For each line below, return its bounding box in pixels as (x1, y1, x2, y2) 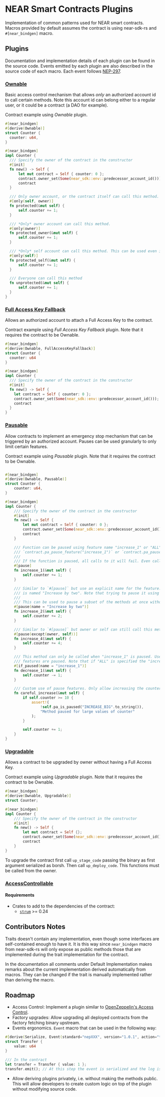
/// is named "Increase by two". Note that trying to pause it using (14, 591, 160, 596)
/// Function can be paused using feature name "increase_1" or (14, 545, 148, 550)
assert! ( (31, 700, 50, 705)
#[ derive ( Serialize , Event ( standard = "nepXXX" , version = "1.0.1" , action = (5, 1035, 157, 1040)
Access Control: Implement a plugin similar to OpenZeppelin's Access (12, 1004, 154, 1010)
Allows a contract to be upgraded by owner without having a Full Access (5, 759, 152, 765)
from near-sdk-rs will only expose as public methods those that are (5, 946, 141, 952)
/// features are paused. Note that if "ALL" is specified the (14, 659, 146, 664)
